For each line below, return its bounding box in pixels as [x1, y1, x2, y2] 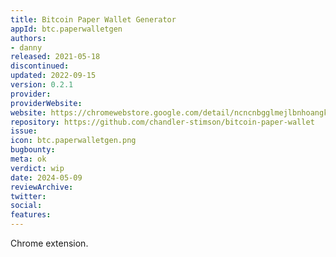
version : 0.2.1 [10, 80, 74, 90]
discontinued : [10, 61, 70, 71]
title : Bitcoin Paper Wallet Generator [10, 14, 177, 25]
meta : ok [10, 154, 47, 164]
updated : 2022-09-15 [10, 71, 97, 81]
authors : [10, 33, 47, 43]
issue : [10, 126, 38, 136]
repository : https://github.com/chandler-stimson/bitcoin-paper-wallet [10, 117, 315, 127]
